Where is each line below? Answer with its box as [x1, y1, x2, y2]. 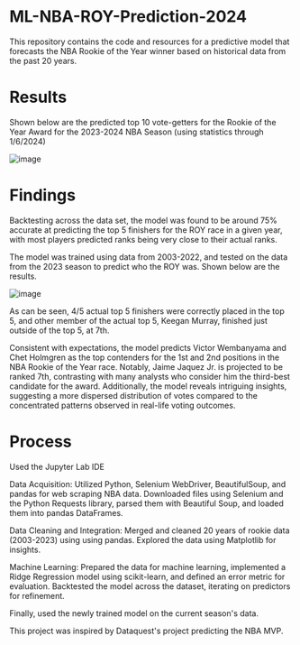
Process [9, 431, 72, 452]
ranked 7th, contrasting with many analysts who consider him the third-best [9, 371, 291, 382]
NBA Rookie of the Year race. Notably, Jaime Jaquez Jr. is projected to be [9, 361, 284, 372]
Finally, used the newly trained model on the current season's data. [9, 607, 259, 619]
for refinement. [9, 590, 65, 601]
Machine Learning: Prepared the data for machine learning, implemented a [9, 561, 286, 572]
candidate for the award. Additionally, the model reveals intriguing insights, [9, 381, 287, 392]
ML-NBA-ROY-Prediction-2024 [9, 6, 248, 27]
